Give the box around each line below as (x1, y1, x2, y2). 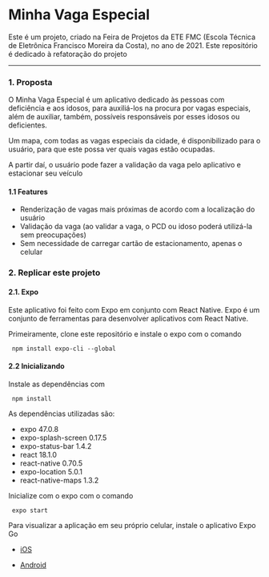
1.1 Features (8, 187, 48, 196)
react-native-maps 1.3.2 (19, 475, 99, 485)
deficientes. (8, 120, 48, 130)
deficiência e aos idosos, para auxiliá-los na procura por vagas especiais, (8, 103, 251, 113)
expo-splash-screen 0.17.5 (19, 433, 107, 442)
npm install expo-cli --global (11, 345, 116, 353)
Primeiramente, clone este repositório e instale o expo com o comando (8, 329, 242, 338)
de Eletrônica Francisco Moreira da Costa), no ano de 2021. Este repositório (8, 40, 258, 50)
